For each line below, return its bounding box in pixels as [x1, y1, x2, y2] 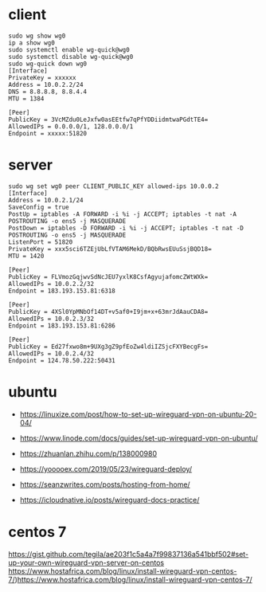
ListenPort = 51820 [8, 237, 73, 246]
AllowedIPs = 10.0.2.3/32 [8, 315, 94, 323]
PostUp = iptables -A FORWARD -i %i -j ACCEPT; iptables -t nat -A [8, 210, 237, 218]
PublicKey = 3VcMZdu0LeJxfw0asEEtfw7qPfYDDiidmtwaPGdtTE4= [8, 116, 209, 123]
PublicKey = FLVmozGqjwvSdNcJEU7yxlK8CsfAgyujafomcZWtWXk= [8, 272, 209, 280]
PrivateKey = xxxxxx [8, 73, 77, 81]
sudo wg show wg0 [8, 32, 66, 40]
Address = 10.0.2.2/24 [8, 80, 84, 88]
